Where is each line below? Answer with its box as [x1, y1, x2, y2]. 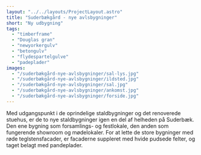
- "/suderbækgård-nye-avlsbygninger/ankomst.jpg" [11, 87, 139, 93]
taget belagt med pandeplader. [6, 141, 83, 148]
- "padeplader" [11, 59, 50, 65]
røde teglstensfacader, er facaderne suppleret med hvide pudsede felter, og [6, 135, 196, 142]
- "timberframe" [11, 31, 53, 37]
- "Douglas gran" [11, 37, 56, 43]
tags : [6, 25, 20, 32]
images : [6, 65, 26, 71]
